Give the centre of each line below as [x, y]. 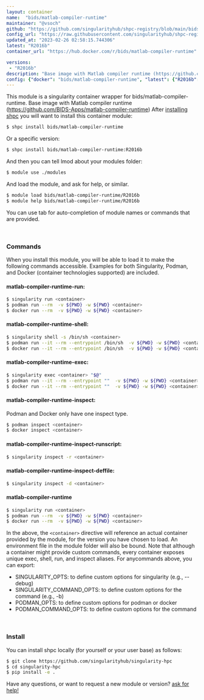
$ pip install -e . [31, 672]
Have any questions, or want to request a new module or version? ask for [98, 684]
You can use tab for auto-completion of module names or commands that [98, 212]
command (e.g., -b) [39, 596]
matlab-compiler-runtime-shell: [48, 324]
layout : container [29, 12]
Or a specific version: [33, 139]
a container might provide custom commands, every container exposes [95, 552]
